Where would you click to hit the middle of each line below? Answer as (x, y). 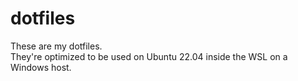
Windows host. (41, 67)
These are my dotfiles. (56, 46)
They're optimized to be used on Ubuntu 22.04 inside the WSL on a (149, 56)
